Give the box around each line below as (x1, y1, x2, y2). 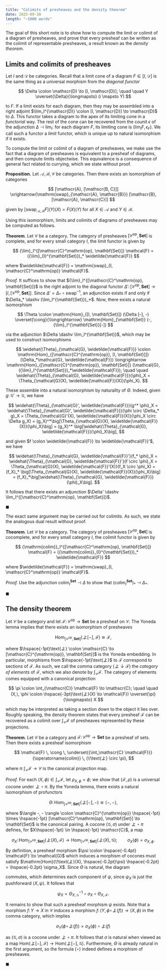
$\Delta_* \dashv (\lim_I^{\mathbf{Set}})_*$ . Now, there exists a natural (5, 296, 151, 302)
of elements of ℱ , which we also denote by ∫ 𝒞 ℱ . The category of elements (5, 669, 157, 676)
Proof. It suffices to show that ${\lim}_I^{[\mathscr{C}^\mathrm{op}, (5, 278, 143, 283)
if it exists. (5, 135, 27, 141)
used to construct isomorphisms (5, 336, 71, 342)
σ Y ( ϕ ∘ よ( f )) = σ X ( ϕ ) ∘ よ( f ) (56, 923, 111, 930)
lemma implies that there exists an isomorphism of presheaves (5, 624, 133, 630)
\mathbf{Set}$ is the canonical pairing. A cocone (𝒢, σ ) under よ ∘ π (5, 821, 144, 827)
